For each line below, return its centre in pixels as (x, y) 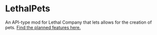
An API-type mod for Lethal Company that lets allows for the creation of (78, 22)
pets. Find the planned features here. (43, 27)
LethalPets (28, 9)
